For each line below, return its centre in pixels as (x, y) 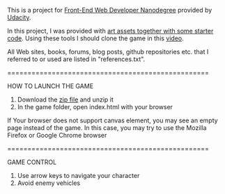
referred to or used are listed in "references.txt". (76, 59)
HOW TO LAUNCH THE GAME (51, 86)
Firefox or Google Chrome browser (57, 135)
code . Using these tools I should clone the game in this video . (96, 38)
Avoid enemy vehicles (49, 183)
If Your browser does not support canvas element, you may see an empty (113, 120)
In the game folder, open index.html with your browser (95, 107)
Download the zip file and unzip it (65, 99)
